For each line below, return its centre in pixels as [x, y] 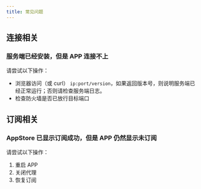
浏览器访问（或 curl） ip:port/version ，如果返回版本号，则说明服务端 [102, 83]
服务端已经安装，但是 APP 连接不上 [57, 56]
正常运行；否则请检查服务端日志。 [63, 91]
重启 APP [26, 165]
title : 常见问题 [25, 12]
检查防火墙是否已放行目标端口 [52, 98]
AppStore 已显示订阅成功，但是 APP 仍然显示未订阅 [81, 138]
